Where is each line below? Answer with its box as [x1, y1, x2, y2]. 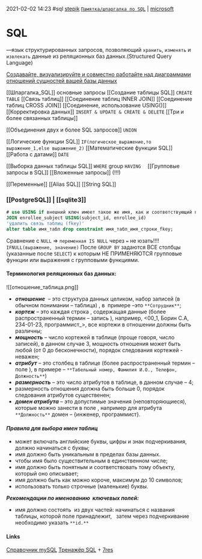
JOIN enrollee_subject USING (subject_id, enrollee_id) [6, 215, 147, 221]
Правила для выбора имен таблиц [6, 424, 98, 432]
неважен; [14, 353, 40, 360]
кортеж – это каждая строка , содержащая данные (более [14, 308, 167, 315]
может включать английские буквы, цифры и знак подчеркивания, [14, 438, 188, 446]
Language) [6, 59, 33, 66]
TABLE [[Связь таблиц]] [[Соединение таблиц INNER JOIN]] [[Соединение [6, 95, 192, 102]
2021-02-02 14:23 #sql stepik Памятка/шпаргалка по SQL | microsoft [6, 5, 174, 12]
